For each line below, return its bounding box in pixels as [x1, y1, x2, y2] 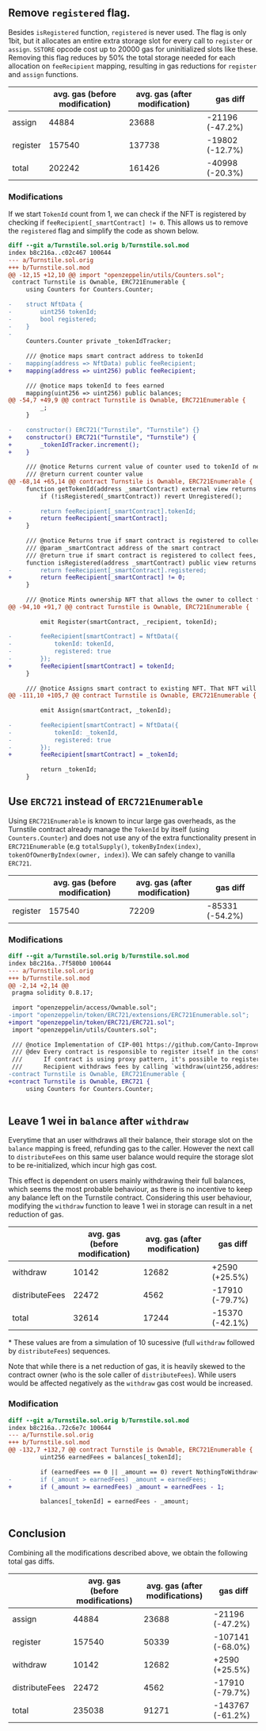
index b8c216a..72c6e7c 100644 [8, 1424, 112, 1432]
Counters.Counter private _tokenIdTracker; [25, 337, 172, 345]
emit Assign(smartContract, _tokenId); [40, 707, 172, 715]
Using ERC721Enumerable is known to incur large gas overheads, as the [8, 815, 236, 825]
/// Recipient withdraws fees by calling [11, 1063, 169, 1071]
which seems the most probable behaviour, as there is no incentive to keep [8, 1185, 253, 1194]
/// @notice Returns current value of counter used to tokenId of [25, 463, 249, 471]
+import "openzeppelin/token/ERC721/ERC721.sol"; [8, 1018, 176, 1027]
